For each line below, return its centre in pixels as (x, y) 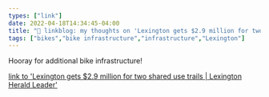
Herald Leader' (33, 85)
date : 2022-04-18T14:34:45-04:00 (64, 23)
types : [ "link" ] (35, 16)
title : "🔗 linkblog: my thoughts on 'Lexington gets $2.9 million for (128, 30)
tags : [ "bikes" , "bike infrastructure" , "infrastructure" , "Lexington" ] (127, 38)
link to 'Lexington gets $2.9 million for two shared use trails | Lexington (125, 76)
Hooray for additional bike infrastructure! (75, 61)
